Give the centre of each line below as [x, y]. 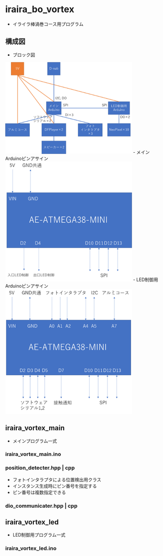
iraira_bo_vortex [40, 9]
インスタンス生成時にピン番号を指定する [55, 486]
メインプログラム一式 [35, 441]
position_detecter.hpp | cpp [40, 468]
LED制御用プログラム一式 [39, 535]
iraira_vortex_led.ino [31, 548]
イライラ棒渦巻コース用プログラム [48, 24]
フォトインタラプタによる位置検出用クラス [57, 479]
